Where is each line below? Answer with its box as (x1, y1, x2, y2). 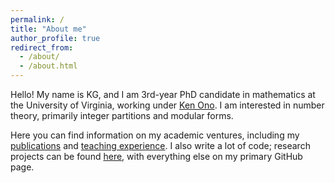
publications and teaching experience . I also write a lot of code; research (10, 140, 311, 151)
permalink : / (10, 14, 65, 25)
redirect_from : (10, 42, 74, 53)
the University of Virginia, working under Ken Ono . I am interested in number (10, 99, 325, 111)
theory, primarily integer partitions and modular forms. (10, 110, 234, 121)
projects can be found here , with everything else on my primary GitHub (10, 151, 303, 162)
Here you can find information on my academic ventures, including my (10, 129, 300, 141)
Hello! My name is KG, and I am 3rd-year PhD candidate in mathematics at (10, 89, 316, 100)
